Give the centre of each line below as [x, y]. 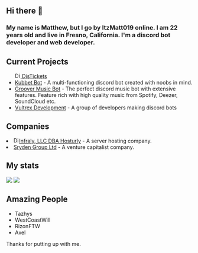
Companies [28, 126]
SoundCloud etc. [35, 102]
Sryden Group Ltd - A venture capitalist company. [74, 147]
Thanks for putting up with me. [43, 244]
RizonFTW [27, 226]
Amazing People [37, 200]
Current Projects [37, 62]
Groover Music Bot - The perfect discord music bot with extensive [95, 89]
